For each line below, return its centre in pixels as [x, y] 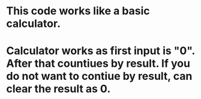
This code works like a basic [78, 11]
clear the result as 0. [58, 89]
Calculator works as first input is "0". [100, 51]
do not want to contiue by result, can [99, 76]
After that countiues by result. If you [98, 64]
